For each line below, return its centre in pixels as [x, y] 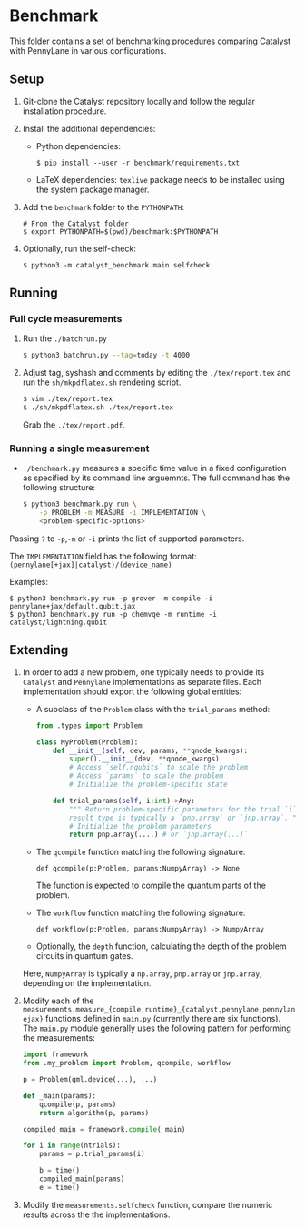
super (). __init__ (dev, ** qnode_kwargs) [144, 759]
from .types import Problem [89, 725]
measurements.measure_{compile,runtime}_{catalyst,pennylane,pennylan [159, 1010]
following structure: [59, 488]
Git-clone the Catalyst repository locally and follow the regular [139, 101]
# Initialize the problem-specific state [148, 785]
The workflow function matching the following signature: [141, 913]
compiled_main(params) [82, 1179]
